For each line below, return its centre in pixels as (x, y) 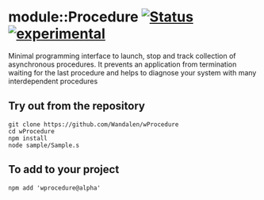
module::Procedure (73, 17)
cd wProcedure (32, 131)
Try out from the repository (77, 106)
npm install (28, 138)
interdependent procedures (53, 81)
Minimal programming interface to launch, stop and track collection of (122, 56)
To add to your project (64, 169)
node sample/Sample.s (44, 145)
